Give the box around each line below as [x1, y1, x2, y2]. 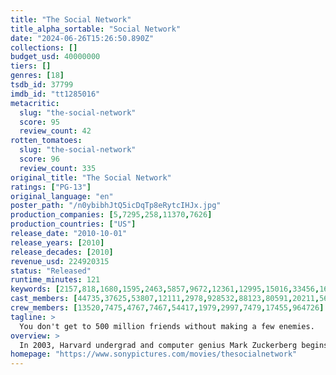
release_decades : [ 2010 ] [10, 247, 114, 257]
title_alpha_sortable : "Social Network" [10, 24, 182, 34]
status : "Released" [10, 266, 92, 276]
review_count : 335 [19, 163, 97, 173]
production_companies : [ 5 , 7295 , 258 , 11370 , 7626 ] [10, 210, 213, 220]
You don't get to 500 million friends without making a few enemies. [19, 321, 315, 331]
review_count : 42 [19, 126, 92, 136]
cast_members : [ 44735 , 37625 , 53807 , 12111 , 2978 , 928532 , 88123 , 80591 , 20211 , [10, 294, 320, 304]
